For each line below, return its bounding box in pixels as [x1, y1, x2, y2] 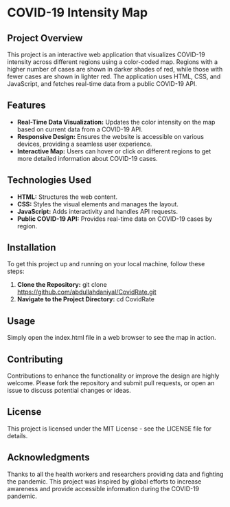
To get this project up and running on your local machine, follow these [7, 260, 205, 268]
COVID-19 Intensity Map [7, 5, 148, 21]
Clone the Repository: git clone [16, 281, 108, 289]
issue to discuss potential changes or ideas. [7, 387, 132, 395]
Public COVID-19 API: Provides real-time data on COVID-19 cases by [16, 215, 213, 223]
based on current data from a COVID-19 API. [16, 125, 143, 133]
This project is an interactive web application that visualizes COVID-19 [7, 50, 205, 58]
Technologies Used [7, 174, 91, 186]
